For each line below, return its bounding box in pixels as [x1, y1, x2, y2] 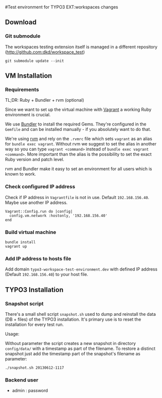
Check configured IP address [5, 183, 75, 190]
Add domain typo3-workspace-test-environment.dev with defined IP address [5, 266, 158, 272]
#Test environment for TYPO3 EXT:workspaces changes [5, 4, 118, 10]
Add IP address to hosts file [5, 255, 72, 262]
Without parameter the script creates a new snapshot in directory [5, 340, 136, 346]
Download [5, 18, 36, 26]
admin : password [12, 388, 48, 394]
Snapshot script [5, 300, 44, 307]
